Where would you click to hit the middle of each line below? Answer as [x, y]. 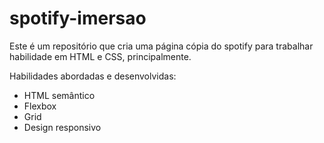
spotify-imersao [78, 18]
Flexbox [40, 106]
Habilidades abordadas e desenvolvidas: [93, 76]
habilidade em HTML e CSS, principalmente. [100, 56]
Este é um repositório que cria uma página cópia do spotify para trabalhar [161, 46]
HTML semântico [59, 95]
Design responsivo [62, 127]
